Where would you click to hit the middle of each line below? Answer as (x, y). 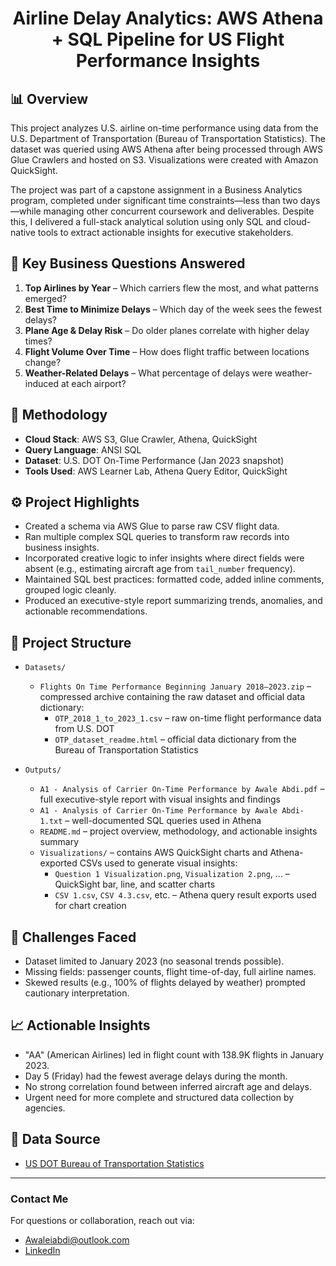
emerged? (45, 298)
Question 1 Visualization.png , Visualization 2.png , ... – (172, 874)
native (23, 232)
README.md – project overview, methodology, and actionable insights (178, 831)
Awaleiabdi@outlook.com (77, 1239)
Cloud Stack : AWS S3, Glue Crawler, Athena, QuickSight (141, 439)
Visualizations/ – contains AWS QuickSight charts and (153, 853)
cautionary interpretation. (77, 993)
